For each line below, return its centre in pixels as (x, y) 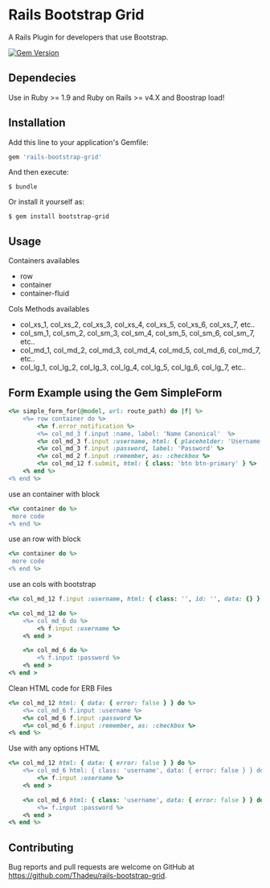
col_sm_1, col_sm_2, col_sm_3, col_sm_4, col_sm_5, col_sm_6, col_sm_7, (137, 333)
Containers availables (44, 261)
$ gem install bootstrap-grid (59, 217)
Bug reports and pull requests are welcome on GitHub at (102, 867)
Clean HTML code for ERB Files (60, 688)
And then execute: (39, 172)
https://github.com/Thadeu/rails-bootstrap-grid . (88, 876)
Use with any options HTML (54, 748)
